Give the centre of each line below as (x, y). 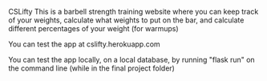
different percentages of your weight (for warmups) (93, 28)
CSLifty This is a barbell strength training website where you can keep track (133, 12)
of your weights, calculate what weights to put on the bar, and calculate (126, 20)
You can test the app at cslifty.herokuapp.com (84, 44)
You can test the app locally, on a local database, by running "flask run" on (131, 60)
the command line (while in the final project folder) (91, 68)
